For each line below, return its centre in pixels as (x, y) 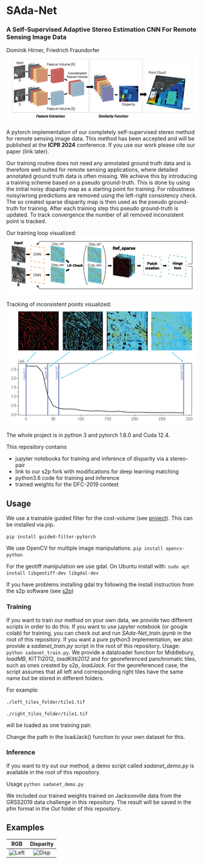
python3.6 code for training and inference (67, 478)
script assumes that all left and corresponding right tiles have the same (95, 672)
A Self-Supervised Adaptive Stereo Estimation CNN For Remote (101, 30)
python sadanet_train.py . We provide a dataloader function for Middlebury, (101, 652)
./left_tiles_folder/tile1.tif (46, 702)
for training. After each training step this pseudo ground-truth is (99, 208)
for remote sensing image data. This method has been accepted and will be (101, 138)
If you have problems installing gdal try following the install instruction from (100, 585)
